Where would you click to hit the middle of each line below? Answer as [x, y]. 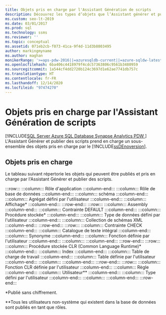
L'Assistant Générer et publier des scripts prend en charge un [67, 141]
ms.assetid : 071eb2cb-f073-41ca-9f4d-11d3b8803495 [58, 46]
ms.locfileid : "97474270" [32, 87]
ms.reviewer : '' [22, 37]
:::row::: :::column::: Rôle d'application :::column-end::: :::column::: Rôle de [80, 189]
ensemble [15, 146]
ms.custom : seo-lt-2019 [30, 19]
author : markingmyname [28, 51]
